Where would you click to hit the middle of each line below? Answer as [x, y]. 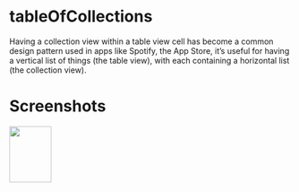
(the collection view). [48, 70]
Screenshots [58, 106]
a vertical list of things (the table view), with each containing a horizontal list [149, 60]
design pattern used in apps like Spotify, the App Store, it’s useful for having [149, 50]
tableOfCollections [81, 17]
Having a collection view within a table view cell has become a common [141, 41]
